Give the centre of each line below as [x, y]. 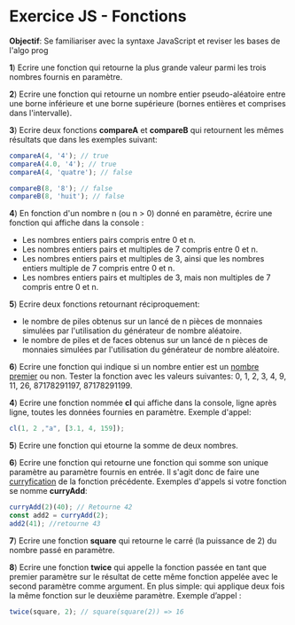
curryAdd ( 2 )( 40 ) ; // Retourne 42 [71, 507]
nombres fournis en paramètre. [66, 76]
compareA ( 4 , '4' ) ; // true [59, 156]
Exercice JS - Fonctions [98, 16]
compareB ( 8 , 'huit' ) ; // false [67, 197]
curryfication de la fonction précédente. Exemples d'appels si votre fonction [148, 481]
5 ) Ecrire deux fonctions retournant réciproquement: [105, 304]
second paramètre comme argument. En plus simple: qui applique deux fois [147, 586]
